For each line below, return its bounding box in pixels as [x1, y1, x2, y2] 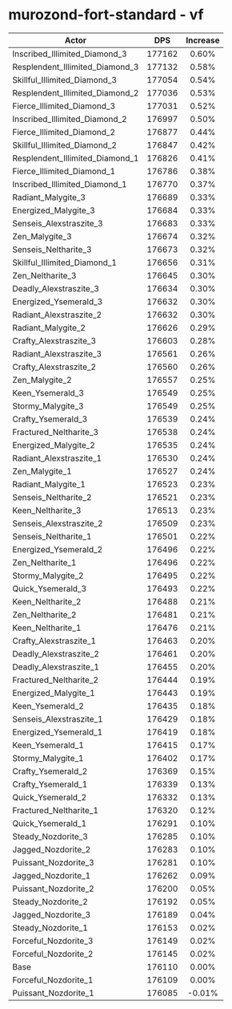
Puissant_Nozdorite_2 [12, 883, 94, 894]
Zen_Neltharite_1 [12, 556, 77, 568]
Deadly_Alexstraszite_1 [12, 661, 100, 672]
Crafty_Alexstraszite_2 [12, 361, 97, 372]
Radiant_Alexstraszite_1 [12, 452, 102, 463]
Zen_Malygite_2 [12, 374, 72, 385]
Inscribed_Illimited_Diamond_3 [12, 48, 127, 59]
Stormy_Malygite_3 [12, 400, 84, 411]
